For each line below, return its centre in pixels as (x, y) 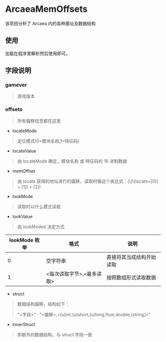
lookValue (22, 216)
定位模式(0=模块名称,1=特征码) (48, 141)
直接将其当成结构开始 (131, 257)
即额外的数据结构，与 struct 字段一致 (55, 335)
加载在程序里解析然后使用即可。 (38, 53)
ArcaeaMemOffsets (46, 9)
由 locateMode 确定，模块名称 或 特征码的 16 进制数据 (72, 161)
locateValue (24, 151)
